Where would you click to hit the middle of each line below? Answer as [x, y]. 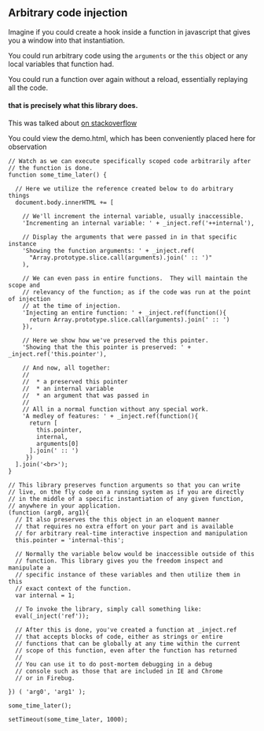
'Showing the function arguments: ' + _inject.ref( [108, 251]
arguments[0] [58, 444]
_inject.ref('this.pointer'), [58, 354]
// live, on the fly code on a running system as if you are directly [126, 492]
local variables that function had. [61, 64]
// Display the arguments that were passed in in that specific [130, 237]
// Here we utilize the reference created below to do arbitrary [125, 189]
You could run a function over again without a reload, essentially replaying [128, 79]
